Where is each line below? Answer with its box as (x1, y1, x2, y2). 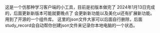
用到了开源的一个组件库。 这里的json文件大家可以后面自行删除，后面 (5, 16, 142, 22)
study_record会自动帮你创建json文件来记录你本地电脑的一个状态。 (5, 22, 138, 28)
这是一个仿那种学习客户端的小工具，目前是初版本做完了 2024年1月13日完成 (5, 4, 155, 10)
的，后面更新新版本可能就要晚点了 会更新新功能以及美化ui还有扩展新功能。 (5, 10, 155, 16)
